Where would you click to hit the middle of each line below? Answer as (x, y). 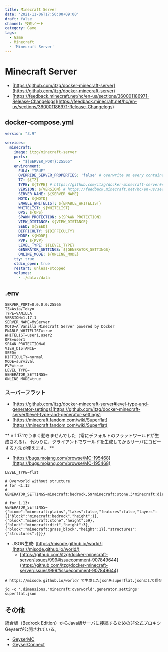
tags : (11, 33)
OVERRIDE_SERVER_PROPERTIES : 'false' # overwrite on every (81, 175)
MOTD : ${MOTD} (33, 199)
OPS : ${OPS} (31, 213)
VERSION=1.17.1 (21, 318)
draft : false (19, 19)
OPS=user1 (15, 340)
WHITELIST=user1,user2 (29, 335)
